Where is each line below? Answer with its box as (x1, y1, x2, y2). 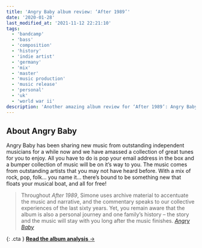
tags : (6, 25, 20, 32)
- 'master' (11, 70, 39, 76)
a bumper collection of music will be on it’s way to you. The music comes (6, 161, 188, 168)
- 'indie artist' (11, 53, 55, 59)
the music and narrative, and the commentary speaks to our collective (20, 198, 195, 205)
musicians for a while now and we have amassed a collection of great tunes (6, 148, 194, 156)
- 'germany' (11, 59, 42, 65)
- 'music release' (11, 82, 58, 88)
